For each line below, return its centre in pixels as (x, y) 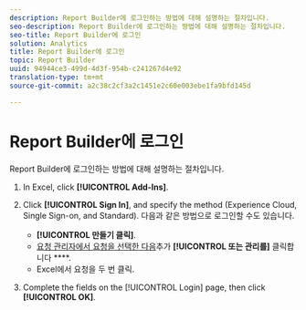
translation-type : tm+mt (57, 77)
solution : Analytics (49, 43)
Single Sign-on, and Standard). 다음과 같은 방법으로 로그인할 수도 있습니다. (158, 215)
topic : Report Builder (53, 60)
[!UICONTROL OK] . (59, 296)
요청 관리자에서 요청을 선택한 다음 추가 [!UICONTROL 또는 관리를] (153, 246)
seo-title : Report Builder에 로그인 (75, 35)
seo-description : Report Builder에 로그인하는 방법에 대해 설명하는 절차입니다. (148, 26)
